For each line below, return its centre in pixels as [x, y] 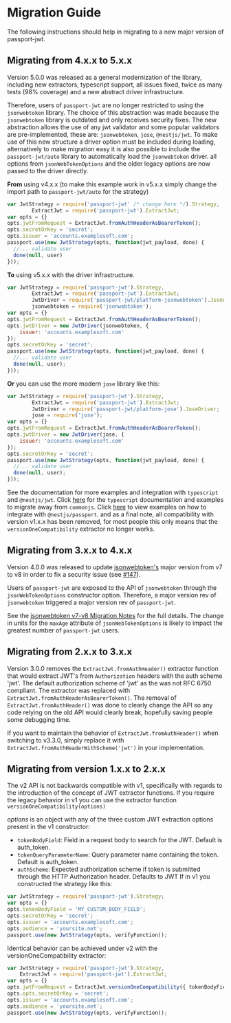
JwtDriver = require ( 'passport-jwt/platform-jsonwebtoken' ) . [121, 300]
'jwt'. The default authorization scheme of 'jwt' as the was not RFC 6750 [109, 683]
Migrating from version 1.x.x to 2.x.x [87, 769]
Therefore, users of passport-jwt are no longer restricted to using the [106, 105]
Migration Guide [54, 13]
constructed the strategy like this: [65, 884]
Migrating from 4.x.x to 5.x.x [70, 61]
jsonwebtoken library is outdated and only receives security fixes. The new [112, 120]
